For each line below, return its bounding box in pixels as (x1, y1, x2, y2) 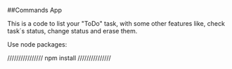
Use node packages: (7, 40, 67, 48)
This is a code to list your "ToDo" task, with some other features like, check (7, 20, 225, 27)
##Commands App (7, 6, 62, 14)
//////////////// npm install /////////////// (7, 54, 111, 62)
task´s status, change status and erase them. (7, 27, 138, 35)
